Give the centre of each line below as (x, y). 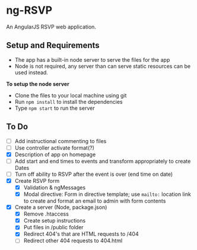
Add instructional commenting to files (61, 141)
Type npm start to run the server (55, 108)
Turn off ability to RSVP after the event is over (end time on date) (94, 174)
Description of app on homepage (55, 154)
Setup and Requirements (53, 45)
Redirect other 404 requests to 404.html (73, 240)
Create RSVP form (37, 181)
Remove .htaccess (46, 214)
